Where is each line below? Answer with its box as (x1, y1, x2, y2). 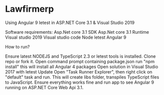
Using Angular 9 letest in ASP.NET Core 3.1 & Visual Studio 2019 (5, 20, 134, 25)
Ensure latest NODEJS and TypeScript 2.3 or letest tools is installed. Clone (5, 53, 156, 59)
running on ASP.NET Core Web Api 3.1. (5, 84, 84, 90)
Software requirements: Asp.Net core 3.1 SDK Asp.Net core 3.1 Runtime (5, 29, 149, 35)
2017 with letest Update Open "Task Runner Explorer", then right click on (5, 69, 153, 74)
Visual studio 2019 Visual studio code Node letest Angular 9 (5, 34, 127, 40)
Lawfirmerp (5, 3, 54, 15)
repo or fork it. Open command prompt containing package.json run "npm (5, 58, 155, 64)
